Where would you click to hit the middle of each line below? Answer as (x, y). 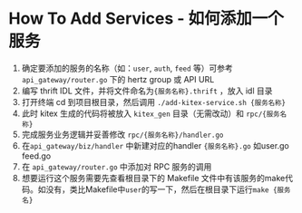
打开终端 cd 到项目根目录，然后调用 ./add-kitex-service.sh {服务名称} (154, 102)
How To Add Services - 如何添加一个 (146, 19)
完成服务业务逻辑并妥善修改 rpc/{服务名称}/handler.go (122, 134)
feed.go (36, 156)
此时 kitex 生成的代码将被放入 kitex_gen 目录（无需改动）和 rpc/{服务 (151, 113)
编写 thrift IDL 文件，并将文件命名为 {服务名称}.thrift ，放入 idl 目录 (147, 91)
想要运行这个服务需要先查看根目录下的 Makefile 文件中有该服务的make (153, 178)
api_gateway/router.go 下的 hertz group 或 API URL (118, 79)
